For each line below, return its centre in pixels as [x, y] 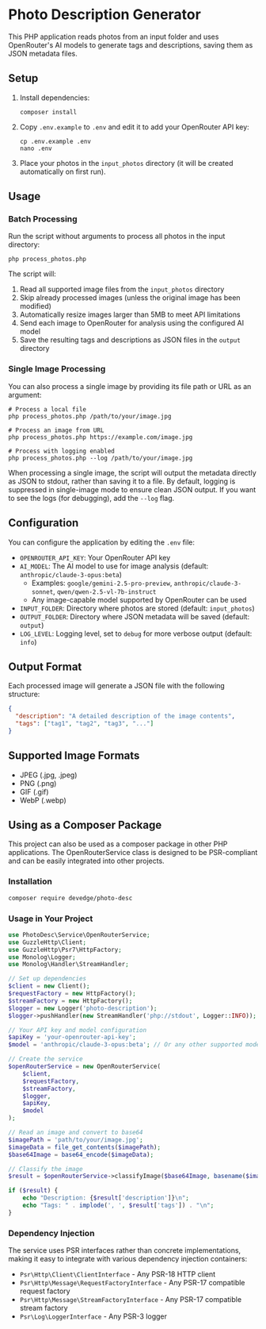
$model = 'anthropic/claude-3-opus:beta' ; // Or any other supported [125, 1045]
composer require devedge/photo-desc [70, 898]
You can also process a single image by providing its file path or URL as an [130, 386]
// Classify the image [46, 1169]
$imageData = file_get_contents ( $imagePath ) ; [84, 1147]
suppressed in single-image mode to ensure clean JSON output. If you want [132, 489]
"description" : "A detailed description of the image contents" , [125, 716]
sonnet [42, 592]
